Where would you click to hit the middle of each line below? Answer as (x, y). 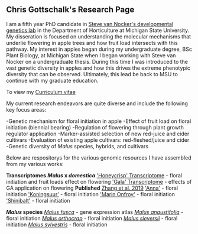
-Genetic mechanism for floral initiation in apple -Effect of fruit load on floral (99, 121)
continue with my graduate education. (52, 80)
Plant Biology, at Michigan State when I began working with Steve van (91, 55)
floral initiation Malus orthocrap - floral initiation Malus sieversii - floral (92, 218)
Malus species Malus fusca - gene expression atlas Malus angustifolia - (95, 212)
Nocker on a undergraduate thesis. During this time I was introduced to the (97, 61)
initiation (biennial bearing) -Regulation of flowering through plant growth (95, 127)
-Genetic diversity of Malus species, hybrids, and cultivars (77, 146)
